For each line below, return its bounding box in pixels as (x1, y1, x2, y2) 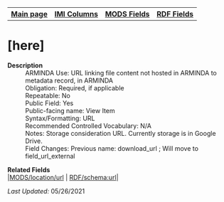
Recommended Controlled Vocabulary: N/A (25, 121, 151, 130)
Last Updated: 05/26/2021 (7, 186, 85, 195)
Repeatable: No (25, 91, 71, 100)
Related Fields (7, 165, 50, 174)
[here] (7, 38, 45, 54)
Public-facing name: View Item (25, 106, 115, 115)
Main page (11, 9, 48, 18)
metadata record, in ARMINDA (25, 76, 114, 85)
